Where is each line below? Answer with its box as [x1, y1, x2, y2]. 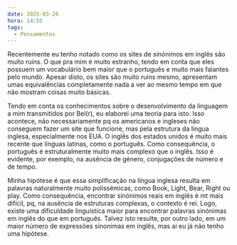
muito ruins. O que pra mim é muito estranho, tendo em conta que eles [7, 58, 215, 66]
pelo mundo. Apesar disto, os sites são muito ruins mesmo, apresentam [7, 73, 218, 81]
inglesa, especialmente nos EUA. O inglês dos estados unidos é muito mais [7, 132, 228, 141]
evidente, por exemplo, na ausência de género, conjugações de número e [7, 155, 224, 164]
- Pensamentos [14, 30, 56, 38]
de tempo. [7, 162, 38, 171]
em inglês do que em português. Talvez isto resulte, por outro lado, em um [7, 214, 226, 223]
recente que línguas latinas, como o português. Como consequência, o [7, 140, 216, 149]
